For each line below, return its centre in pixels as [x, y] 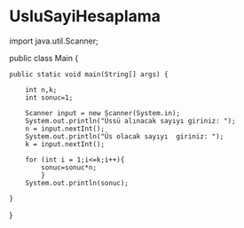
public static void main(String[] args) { [89, 74]
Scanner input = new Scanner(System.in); [102, 113]
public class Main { [44, 58]
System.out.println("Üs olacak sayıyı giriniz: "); [125, 136]
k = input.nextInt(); [65, 144]
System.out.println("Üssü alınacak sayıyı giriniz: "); [131, 121]
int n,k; [41, 90]
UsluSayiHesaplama [85, 16]
